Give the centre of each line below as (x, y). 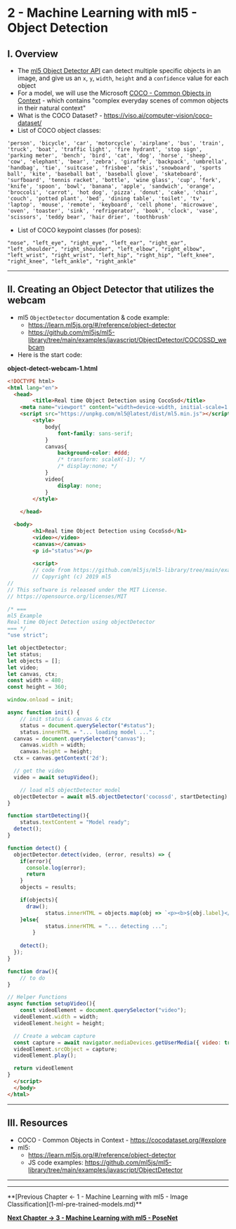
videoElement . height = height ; (59, 1023)
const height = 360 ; (38, 687)
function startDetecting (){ (48, 816)
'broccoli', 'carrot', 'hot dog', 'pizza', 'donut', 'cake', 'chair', (113, 193)
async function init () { (44, 713)
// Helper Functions (38, 997)
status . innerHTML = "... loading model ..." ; (88, 732)
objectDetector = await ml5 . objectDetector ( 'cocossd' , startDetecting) (121, 796)
